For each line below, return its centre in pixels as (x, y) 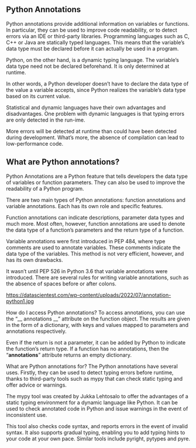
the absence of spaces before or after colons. (61, 284)
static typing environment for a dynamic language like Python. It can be (92, 402)
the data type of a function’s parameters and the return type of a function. (95, 230)
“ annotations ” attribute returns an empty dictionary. (69, 355)
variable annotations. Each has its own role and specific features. (85, 206)
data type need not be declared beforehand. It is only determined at (88, 66)
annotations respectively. (37, 331)
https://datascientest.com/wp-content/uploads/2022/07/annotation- (89, 295)
